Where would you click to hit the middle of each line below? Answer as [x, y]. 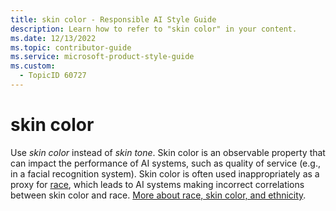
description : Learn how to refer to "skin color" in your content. [154, 29]
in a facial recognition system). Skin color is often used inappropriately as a [165, 173]
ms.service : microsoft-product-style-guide [102, 57]
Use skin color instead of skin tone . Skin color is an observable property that [168, 152]
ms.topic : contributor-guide [71, 47]
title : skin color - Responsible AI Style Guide [113, 19]
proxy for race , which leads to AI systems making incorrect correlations [157, 184]
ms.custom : [33, 66]
